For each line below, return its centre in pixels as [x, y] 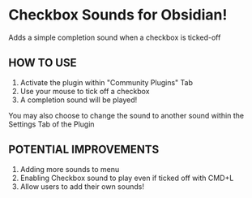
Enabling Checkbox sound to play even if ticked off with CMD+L [127, 178]
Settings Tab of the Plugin [51, 124]
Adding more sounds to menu [70, 169]
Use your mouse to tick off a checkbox [85, 91]
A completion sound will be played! [79, 100]
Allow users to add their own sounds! [82, 186]
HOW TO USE [43, 63]
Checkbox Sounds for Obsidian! [118, 15]
